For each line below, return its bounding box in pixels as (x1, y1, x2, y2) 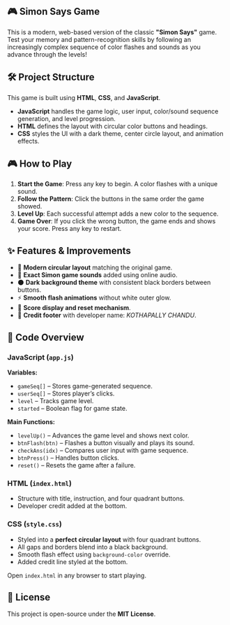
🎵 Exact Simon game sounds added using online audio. (17, 271, 178, 279)
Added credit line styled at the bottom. (17, 557, 128, 566)
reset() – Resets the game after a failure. (17, 461, 136, 469)
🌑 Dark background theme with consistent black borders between (17, 279, 211, 287)
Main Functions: (7, 417, 56, 426)
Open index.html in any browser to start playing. (7, 571, 146, 580)
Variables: (7, 368, 38, 377)
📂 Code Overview (7, 331, 85, 343)
